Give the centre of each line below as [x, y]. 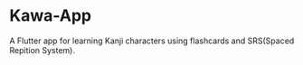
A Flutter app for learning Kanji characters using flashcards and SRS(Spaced [152, 41]
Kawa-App [51, 16]
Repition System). [42, 50]
